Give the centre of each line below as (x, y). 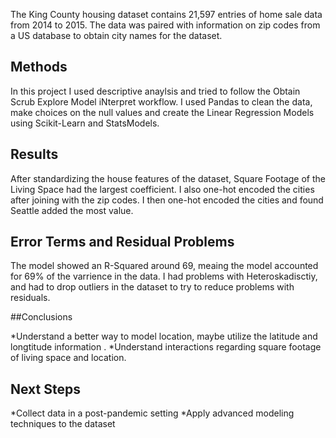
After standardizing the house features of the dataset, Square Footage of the (168, 178)
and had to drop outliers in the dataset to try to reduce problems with (152, 287)
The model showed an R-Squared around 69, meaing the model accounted (164, 266)
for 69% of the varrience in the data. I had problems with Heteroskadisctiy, (164, 276)
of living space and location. (68, 358)
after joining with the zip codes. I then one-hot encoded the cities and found (167, 200)
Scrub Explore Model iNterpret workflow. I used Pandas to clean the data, (161, 101)
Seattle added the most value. (72, 210)
